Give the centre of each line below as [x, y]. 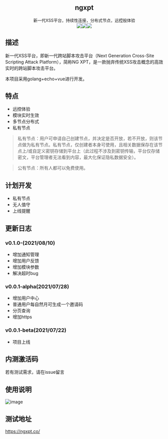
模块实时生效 [26, 115]
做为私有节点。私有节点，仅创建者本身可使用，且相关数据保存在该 [90, 145]
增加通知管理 [26, 254]
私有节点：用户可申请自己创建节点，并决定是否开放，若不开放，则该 [88, 138]
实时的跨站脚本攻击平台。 [32, 68]
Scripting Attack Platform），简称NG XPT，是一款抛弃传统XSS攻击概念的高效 [84, 62]
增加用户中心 [26, 298]
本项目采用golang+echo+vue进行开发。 [46, 79]
